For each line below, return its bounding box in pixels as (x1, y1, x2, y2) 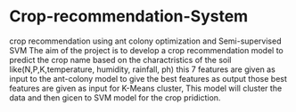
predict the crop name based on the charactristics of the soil (9, 54, 232, 65)
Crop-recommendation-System (9, 6, 249, 27)
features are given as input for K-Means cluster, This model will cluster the (9, 83, 283, 93)
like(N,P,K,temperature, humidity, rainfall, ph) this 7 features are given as (9, 64, 276, 75)
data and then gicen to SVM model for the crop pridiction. (9, 92, 221, 103)
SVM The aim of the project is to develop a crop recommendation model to (9, 44, 284, 55)
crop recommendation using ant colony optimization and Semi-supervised (9, 36, 282, 46)
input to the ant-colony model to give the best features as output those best (9, 73, 288, 84)
